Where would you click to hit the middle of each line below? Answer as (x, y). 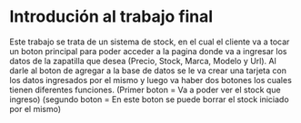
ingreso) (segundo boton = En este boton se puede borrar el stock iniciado (149, 99)
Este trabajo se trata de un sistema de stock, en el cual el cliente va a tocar (150, 42)
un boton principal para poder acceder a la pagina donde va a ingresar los (148, 51)
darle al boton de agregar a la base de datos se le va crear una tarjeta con (148, 71)
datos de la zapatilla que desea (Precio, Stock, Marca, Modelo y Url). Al (143, 61)
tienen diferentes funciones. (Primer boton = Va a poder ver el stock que (145, 90)
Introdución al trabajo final (111, 17)
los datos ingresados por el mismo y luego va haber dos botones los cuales (151, 80)
